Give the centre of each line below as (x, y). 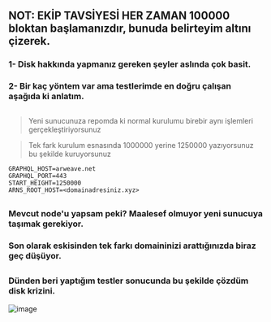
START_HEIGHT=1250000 (45, 183)
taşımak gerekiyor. (46, 224)
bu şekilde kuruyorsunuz (69, 154)
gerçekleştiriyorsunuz (65, 129)
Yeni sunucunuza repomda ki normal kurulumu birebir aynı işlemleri (141, 120)
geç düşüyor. (35, 255)
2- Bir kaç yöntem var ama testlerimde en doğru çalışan (120, 86)
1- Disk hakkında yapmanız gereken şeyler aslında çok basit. (130, 64)
